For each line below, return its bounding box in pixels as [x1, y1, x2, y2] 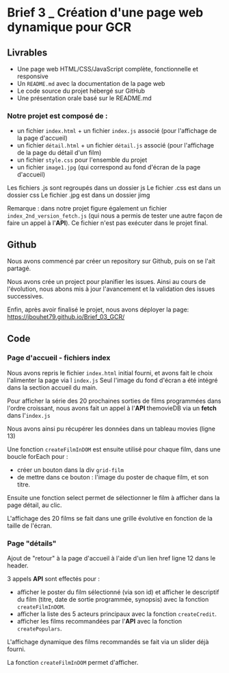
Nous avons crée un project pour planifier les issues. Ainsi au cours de [7, 278, 206, 286]
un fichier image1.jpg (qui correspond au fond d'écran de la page [16, 163, 201, 172]
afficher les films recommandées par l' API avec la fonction [16, 617, 183, 626]
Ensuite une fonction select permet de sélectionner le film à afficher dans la [7, 493, 220, 501]
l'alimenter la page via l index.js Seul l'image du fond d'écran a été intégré [7, 376, 218, 384]
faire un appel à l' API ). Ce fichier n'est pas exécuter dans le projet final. [7, 219, 208, 227]
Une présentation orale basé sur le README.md [16, 94, 152, 102]
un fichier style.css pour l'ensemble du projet [16, 156, 148, 164]
